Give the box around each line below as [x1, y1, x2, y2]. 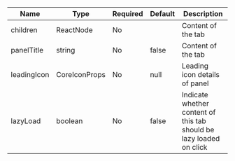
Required [112, 9, 143, 18]
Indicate [181, 90, 208, 99]
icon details [181, 70, 220, 79]
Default [150, 9, 176, 18]
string [55, 45, 76, 55]
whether [181, 99, 210, 108]
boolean [55, 116, 83, 125]
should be [181, 125, 215, 134]
